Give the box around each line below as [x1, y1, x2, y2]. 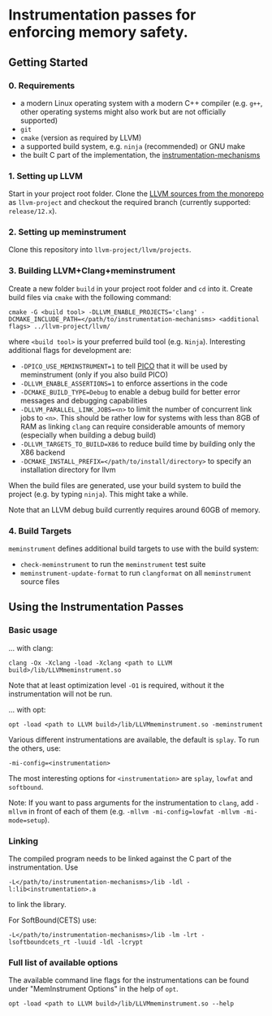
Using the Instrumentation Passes [8, 600, 184, 614]
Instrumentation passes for [8, 6, 196, 24]
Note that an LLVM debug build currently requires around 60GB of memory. [8, 504, 261, 514]
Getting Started [8, 55, 89, 69]
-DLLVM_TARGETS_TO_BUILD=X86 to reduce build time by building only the [19, 438, 256, 448]
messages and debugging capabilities [19, 395, 148, 405]
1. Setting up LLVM [8, 170, 84, 181]
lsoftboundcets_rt [8, 938, 71, 947]
